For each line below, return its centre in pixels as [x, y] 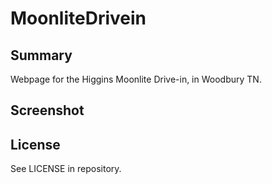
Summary [41, 55]
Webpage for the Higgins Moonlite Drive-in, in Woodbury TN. [136, 79]
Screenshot [47, 110]
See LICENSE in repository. [66, 169]
